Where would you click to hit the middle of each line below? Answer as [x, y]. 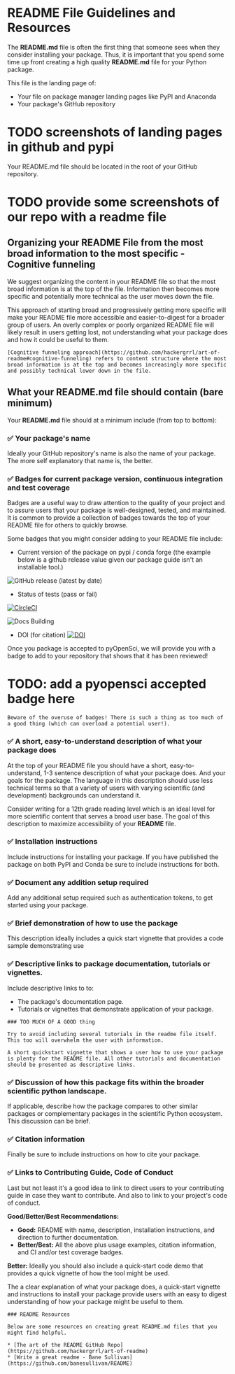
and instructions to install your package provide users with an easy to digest [117, 1294]
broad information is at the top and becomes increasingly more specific [117, 364]
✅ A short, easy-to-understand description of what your [105, 742]
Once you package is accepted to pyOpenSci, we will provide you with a [111, 649]
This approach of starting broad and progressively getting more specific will [117, 310]
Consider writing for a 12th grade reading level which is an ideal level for [111, 809]
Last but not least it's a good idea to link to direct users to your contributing [116, 1188]
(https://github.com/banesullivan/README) [70, 1363]
